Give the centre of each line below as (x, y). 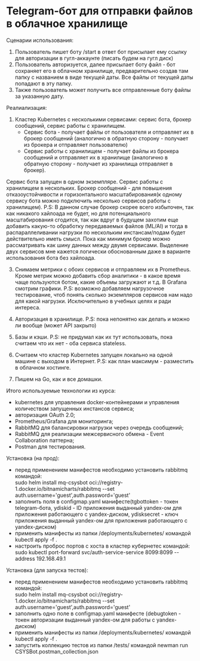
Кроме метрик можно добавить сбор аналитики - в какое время (98, 275)
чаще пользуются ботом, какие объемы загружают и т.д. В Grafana (101, 282)
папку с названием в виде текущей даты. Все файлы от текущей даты (104, 77)
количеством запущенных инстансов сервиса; (75, 408)
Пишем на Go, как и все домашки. (59, 379)
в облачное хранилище (67, 24)
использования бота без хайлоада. (51, 257)
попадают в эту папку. (44, 83)
